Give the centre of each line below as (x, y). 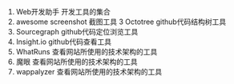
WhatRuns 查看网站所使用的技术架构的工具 (87, 52)
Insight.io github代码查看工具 (64, 42)
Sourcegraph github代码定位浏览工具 (77, 32)
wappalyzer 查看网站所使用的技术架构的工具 (89, 72)
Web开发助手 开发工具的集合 (63, 12)
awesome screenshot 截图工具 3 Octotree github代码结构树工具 (121, 22)
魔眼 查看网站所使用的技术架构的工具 (77, 62)
